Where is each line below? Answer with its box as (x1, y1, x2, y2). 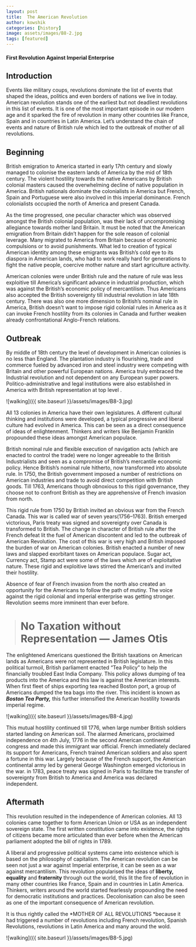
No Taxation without (20, 620, 121, 633)
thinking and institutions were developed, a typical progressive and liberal (6, 415, 184, 422)
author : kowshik (6, 19, 46, 25)
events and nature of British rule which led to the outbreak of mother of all (6, 124, 184, 131)
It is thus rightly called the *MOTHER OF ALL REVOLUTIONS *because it (6, 910, 181, 917)
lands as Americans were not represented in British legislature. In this (6, 658, 173, 665)
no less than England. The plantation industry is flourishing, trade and (6, 356, 174, 363)
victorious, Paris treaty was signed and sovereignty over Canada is (6, 519, 167, 526)
